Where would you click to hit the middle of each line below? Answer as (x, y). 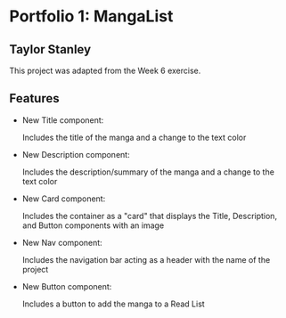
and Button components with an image (93, 225)
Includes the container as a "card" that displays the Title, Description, (150, 216)
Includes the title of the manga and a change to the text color (134, 137)
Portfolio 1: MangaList (91, 16)
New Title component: (63, 120)
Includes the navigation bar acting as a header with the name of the (146, 259)
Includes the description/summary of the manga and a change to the (148, 172)
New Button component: (67, 286)
